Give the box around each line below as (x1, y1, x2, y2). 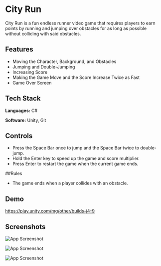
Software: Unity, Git (5, 117, 46, 123)
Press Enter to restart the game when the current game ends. (12, 161, 139, 167)
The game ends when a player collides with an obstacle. (12, 180, 128, 186)
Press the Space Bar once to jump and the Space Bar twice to (12, 145, 140, 151)
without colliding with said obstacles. (5, 30, 81, 36)
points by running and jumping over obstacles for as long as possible (5, 25, 147, 31)
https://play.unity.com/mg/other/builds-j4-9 (5, 208, 95, 214)
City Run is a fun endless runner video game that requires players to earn (5, 20, 156, 26)
